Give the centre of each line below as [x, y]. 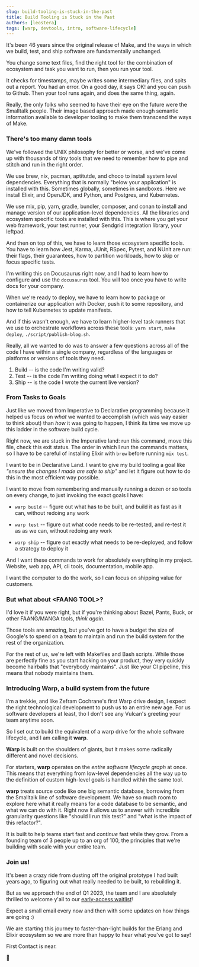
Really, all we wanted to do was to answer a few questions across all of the [97, 345]
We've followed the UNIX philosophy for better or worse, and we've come [96, 152]
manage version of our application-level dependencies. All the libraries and [98, 212]
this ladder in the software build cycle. [53, 429]
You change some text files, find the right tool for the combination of [89, 63]
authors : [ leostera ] [32, 23]
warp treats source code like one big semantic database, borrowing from [95, 791]
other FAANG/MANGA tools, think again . [55, 619]
